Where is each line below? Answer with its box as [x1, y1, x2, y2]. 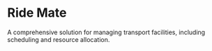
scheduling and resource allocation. [7, 35, 110, 43]
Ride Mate [7, 5, 67, 21]
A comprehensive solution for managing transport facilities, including [7, 28, 206, 36]
